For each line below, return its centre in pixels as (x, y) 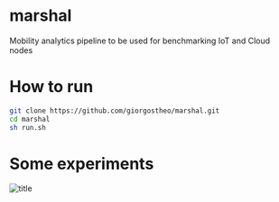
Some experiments (82, 164)
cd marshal (30, 119)
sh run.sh (28, 127)
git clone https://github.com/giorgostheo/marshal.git (115, 110)
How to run (51, 87)
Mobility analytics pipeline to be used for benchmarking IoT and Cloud (140, 41)
